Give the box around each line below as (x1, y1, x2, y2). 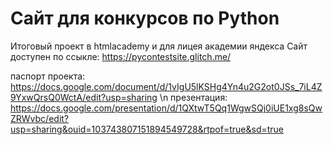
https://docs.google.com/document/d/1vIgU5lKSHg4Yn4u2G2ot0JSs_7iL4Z (10, 80, 323, 92)
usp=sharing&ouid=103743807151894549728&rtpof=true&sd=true (10, 123, 285, 135)
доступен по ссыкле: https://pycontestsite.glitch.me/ (10, 50, 232, 62)
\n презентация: (159, 91, 228, 103)
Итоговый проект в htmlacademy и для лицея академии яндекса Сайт (10, 40, 308, 52)
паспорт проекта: (10, 70, 86, 82)
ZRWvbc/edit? (10, 112, 70, 124)
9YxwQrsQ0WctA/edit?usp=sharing (10, 91, 158, 103)
